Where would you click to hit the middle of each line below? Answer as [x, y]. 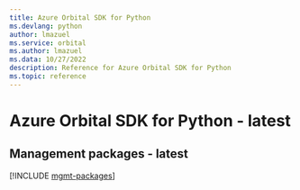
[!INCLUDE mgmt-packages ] [62, 176]
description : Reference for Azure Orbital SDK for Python [120, 68]
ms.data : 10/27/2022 [48, 59]
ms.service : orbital [48, 43]
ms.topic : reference [48, 77]
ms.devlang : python [46, 26]
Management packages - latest [99, 154]
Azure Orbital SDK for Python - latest [150, 120]
